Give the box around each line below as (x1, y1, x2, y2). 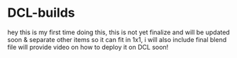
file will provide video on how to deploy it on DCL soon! (7, 43, 169, 51)
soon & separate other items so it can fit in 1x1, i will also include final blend (7, 35, 227, 43)
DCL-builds (7, 5, 76, 21)
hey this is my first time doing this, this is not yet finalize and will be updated (7, 28, 231, 36)
